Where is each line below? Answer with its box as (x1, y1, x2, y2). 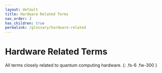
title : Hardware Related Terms (5, 12, 69, 17)
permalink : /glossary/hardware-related (5, 25, 86, 30)
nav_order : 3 (5, 16, 32, 21)
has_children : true (5, 20, 45, 26)
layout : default (5, 7, 38, 12)
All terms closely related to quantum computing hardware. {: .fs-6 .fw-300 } (5, 62, 158, 68)
